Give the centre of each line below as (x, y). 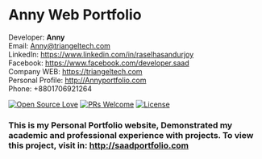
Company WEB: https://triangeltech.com (75, 71)
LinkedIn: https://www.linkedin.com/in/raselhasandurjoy (101, 54)
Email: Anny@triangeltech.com (60, 45)
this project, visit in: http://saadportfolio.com (99, 145)
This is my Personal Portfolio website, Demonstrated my (121, 125)
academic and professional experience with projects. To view (131, 135)
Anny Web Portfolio (75, 15)
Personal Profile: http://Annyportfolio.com (77, 80)
